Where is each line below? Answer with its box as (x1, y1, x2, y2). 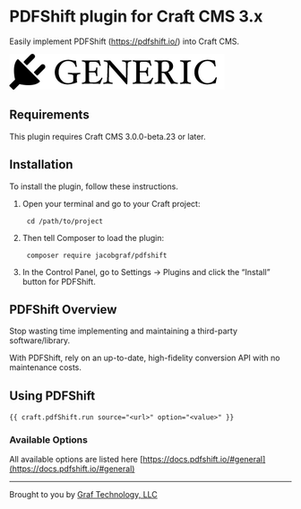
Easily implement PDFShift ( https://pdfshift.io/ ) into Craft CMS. (9, 36, 240, 47)
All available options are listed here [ (9, 454, 143, 465)
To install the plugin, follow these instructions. (9, 181, 179, 192)
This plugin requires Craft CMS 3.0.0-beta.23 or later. (9, 131, 206, 142)
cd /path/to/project (26, 217, 103, 226)
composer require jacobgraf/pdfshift (26, 251, 168, 260)
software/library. (9, 335, 71, 346)
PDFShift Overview (9, 302, 117, 317)
